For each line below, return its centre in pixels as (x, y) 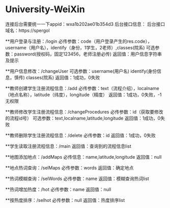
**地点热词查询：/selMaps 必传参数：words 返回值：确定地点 (69, 168)
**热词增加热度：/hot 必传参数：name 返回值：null (58, 189)
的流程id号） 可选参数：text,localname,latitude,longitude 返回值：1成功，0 (83, 118)
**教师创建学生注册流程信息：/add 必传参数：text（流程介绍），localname (82, 88)
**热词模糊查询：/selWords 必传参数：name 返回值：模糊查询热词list (77, 179)
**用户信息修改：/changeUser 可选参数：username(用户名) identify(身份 (81, 71)
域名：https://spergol (27, 30)
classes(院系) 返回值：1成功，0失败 (63, 77)
